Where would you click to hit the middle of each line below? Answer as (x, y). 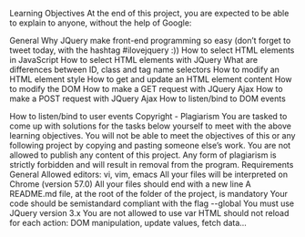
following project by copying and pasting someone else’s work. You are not (150, 145)
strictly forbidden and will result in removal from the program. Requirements (152, 165)
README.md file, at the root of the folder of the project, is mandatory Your (149, 194)
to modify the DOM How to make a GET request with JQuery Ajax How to (147, 89)
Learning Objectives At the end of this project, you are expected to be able (149, 13)
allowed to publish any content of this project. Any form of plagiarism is (143, 155)
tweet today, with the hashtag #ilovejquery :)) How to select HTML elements (152, 50)
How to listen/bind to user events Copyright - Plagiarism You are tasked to (148, 116)
